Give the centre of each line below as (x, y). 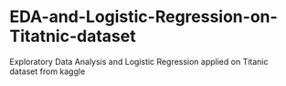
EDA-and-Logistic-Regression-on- (144, 17)
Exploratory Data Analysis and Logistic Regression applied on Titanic (139, 61)
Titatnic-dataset (73, 36)
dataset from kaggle (48, 71)
